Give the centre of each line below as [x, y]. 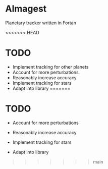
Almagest [26, 9]
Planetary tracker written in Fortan [41, 23]
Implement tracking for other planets [50, 67]
